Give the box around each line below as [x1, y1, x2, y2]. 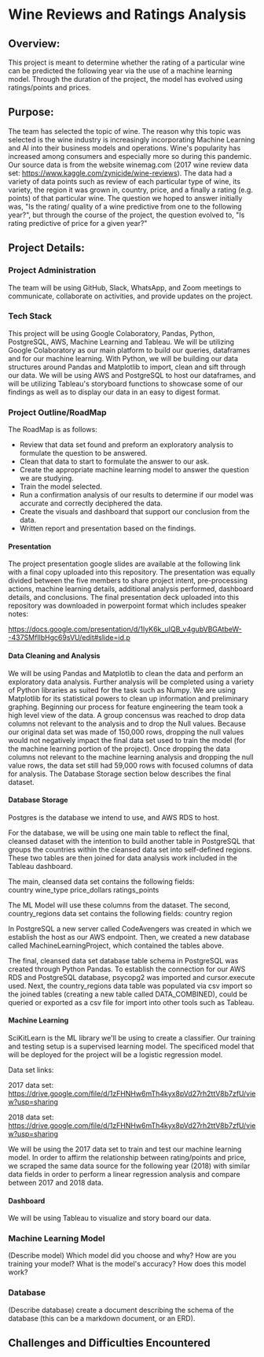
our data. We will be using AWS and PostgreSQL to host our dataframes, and [8, 370, 256, 379]
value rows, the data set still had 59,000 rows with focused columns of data [8, 760, 254, 770]
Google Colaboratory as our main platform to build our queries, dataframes [8, 345, 251, 355]
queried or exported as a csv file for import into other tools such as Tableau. [8, 997, 255, 1007]
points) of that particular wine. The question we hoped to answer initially [8, 193, 243, 202]
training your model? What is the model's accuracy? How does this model [8, 1259, 247, 1269]
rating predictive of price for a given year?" [8, 218, 148, 227]
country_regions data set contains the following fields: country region [8, 908, 233, 918]
